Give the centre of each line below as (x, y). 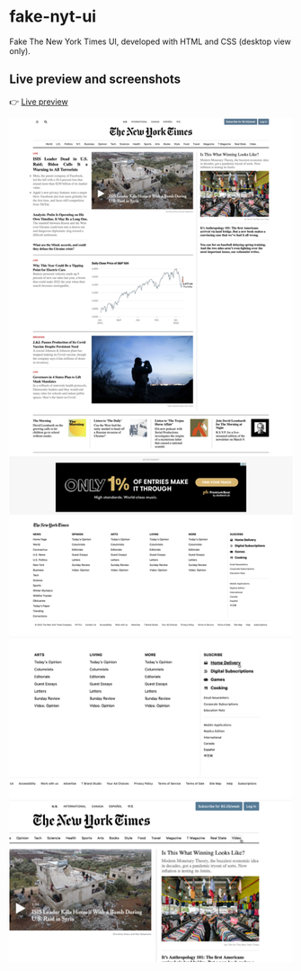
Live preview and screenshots (95, 80)
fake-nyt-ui (53, 17)
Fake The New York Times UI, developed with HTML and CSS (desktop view (150, 41)
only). (20, 50)
